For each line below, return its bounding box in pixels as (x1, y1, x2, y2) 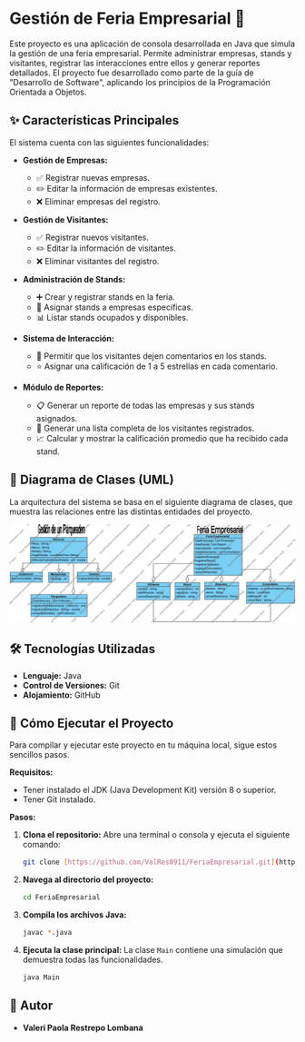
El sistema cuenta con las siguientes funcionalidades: (9, 136, 210, 148)
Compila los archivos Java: (22, 909, 127, 920)
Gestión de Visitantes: (22, 213, 109, 225)
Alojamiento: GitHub (22, 690, 102, 700)
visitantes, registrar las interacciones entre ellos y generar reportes (9, 57, 261, 68)
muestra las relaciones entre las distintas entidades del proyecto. (9, 506, 252, 517)
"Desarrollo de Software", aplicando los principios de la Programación (9, 76, 271, 87)
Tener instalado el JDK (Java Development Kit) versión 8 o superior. (22, 785, 277, 796)
